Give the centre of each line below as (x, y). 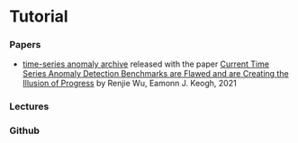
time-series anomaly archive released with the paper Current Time (146, 64)
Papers (25, 45)
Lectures (29, 107)
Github (25, 130)
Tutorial (39, 17)
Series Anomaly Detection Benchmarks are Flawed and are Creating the (156, 74)
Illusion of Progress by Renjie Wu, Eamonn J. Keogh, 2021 (129, 84)
